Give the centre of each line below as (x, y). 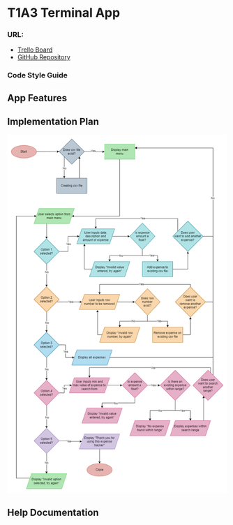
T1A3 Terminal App (64, 13)
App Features (37, 98)
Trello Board (35, 50)
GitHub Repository (44, 57)
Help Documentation (53, 512)
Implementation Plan (53, 122)
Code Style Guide (38, 75)
